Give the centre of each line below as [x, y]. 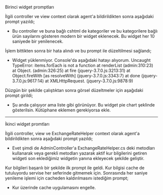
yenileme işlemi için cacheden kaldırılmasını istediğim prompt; [67, 178]
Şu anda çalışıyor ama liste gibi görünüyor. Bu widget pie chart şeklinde [83, 105]
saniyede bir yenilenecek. [38, 41]
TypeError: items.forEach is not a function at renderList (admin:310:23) [83, 65]
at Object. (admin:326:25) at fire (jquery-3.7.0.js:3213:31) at [71, 71]
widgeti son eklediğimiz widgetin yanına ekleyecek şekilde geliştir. [78, 158]
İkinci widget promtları [27, 124]
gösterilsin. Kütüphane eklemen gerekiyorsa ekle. [61, 110]
